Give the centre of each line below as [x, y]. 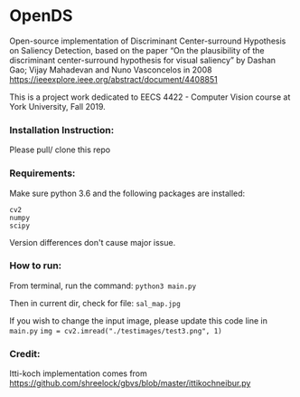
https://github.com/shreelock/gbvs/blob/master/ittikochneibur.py [130, 383]
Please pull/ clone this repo [60, 150]
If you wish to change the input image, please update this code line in [139, 320]
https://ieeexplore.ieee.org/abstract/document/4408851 [114, 79]
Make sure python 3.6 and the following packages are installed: [127, 193]
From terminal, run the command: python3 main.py [103, 286]
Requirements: [42, 173]
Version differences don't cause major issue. [93, 242]
